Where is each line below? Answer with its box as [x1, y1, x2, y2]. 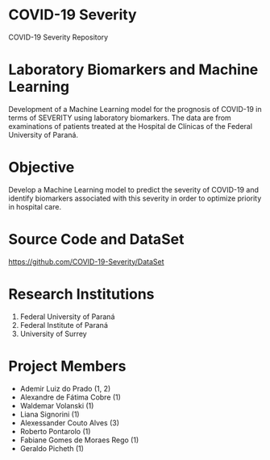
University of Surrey [19, 329, 87, 338]
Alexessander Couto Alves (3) [19, 417, 119, 428]
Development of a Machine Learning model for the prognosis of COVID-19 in [8, 104, 262, 114]
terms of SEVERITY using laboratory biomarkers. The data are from [8, 113, 231, 122]
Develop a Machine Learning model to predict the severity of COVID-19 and [8, 184, 260, 194]
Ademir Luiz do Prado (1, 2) [19, 383, 111, 393]
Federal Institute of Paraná [19, 320, 109, 329]
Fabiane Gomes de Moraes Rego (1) [19, 435, 139, 445]
